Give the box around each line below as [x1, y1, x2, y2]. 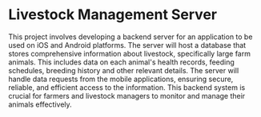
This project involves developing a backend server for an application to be [8, 32, 253, 41]
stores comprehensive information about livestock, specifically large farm [8, 49, 251, 58]
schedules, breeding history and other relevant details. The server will [8, 65, 239, 75]
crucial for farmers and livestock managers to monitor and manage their [8, 91, 246, 100]
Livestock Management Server [8, 6, 218, 24]
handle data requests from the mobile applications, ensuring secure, [8, 74, 234, 84]
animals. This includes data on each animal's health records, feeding [8, 57, 235, 67]
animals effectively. [8, 99, 72, 109]
